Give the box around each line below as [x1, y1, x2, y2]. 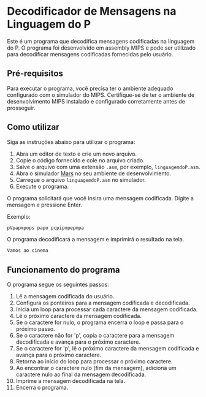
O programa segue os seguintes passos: [7, 281, 109, 289]
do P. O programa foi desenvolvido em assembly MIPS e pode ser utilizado [7, 44, 196, 51]
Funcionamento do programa [7, 265, 120, 275]
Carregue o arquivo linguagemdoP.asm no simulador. [15, 176, 146, 183]
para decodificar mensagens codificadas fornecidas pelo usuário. [7, 50, 174, 58]
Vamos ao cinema [7, 248, 48, 254]
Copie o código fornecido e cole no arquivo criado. [15, 156, 145, 164]
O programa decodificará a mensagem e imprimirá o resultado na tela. [7, 236, 185, 243]
